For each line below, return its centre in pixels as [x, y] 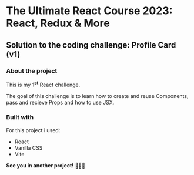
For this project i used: [33, 130]
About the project [32, 70]
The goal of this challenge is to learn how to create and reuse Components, [97, 96]
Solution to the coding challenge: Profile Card [91, 45]
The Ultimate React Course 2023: [89, 11]
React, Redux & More [58, 23]
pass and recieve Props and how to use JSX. [60, 102]
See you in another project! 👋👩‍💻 [46, 165]
